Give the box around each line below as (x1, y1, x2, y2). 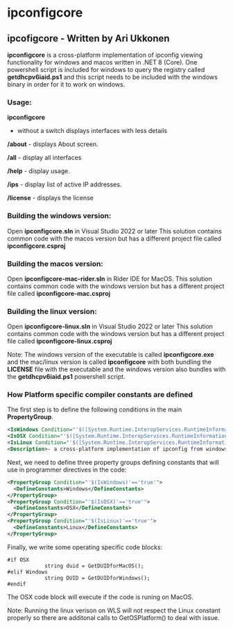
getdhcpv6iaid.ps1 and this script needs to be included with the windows (7, 73, 218, 81)
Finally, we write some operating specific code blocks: (7, 542, 163, 551)
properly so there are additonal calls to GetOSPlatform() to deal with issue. (7, 613, 220, 621)
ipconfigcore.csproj (7, 241, 66, 250)
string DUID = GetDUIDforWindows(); (44, 574, 150, 581)
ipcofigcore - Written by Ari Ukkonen (7, 33, 170, 44)
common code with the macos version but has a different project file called (7, 234, 222, 242)
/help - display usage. (7, 167, 71, 175)
